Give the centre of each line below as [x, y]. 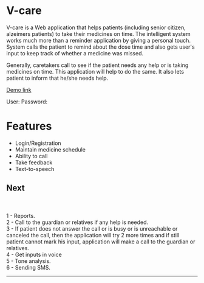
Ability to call [31, 156]
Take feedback [34, 162]
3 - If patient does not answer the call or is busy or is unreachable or [92, 228]
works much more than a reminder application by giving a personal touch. [99, 40]
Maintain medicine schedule [50, 149]
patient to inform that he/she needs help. [57, 78]
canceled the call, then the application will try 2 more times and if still [93, 235]
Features [29, 126]
